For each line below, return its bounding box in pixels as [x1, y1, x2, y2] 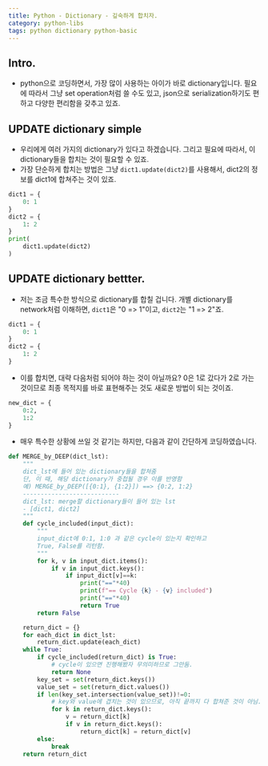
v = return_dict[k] [65, 713, 130, 721]
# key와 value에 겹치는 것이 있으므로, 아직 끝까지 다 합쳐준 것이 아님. [50, 698, 262, 706]
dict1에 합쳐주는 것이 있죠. [34, 174, 117, 184]
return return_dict [22, 750, 88, 758]
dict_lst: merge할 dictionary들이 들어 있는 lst [22, 497, 176, 505]
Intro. [8, 56, 36, 70]
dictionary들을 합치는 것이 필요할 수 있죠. [19, 154, 150, 164]
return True [79, 601, 120, 609]
